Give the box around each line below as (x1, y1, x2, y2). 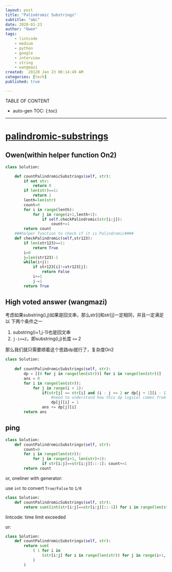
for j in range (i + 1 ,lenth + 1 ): (32, 212, 97, 217)
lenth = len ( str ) (24, 198, 56, 203)
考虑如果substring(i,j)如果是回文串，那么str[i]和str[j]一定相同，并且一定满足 (5, 312, 164, 318)
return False (41, 269, 70, 275)
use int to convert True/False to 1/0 (5, 485, 82, 491)
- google (14, 50, 33, 55)
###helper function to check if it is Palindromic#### (14, 231, 134, 236)
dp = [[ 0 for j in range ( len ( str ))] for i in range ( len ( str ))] (24, 371, 162, 376)
